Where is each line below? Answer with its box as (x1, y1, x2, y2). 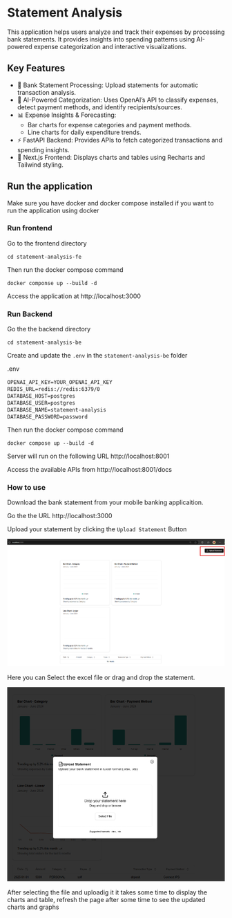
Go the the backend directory (7, 325, 91, 333)
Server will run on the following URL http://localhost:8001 (7, 452, 170, 461)
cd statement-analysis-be (7, 339, 81, 347)
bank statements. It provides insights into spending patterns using (7, 35, 195, 43)
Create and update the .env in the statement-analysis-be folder (7, 351, 188, 360)
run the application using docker (7, 206, 99, 214)
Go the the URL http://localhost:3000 (7, 512, 113, 520)
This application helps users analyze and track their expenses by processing (7, 28, 225, 36)
